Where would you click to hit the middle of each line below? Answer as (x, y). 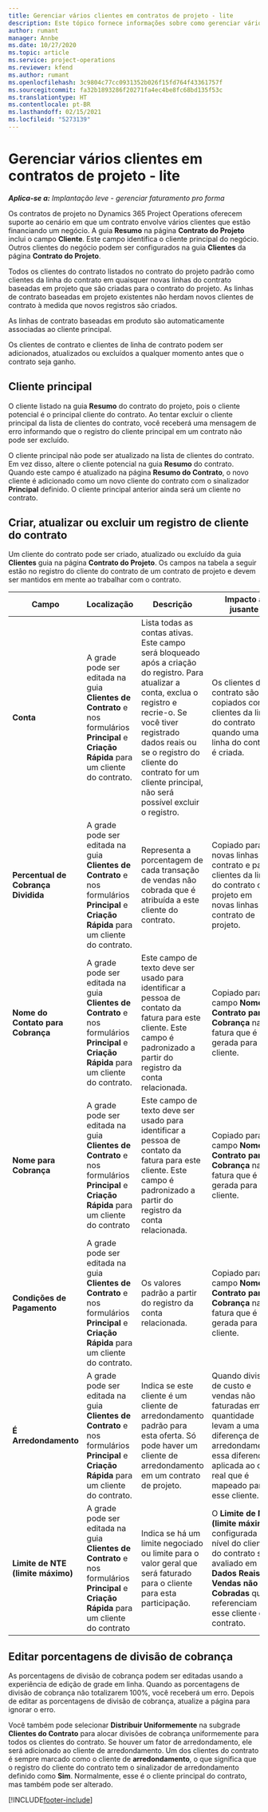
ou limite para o (170, 1553)
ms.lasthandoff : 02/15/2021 (55, 113)
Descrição (173, 605)
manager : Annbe (33, 38)
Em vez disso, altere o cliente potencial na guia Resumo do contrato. (121, 464)
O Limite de (234, 1514)
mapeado (229, 1486)
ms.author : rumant (39, 75)
